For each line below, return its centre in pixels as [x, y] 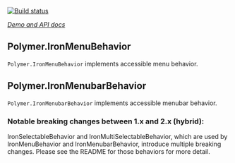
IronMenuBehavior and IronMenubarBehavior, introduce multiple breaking [114, 144]
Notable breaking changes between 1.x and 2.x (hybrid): [106, 121]
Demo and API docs [36, 24]
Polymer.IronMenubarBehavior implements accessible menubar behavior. [112, 103]
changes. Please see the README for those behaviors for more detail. [109, 151]
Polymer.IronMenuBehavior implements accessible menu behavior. [103, 64]
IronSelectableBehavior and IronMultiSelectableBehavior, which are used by [117, 136]
